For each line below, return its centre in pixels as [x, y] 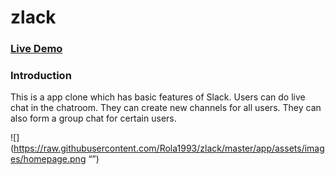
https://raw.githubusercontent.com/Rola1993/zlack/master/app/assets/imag [169, 148]
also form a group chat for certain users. [93, 118]
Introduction [41, 76]
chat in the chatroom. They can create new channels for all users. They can [166, 108]
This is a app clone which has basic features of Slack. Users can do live [158, 97]
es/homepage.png [48, 159]
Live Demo [36, 49]
